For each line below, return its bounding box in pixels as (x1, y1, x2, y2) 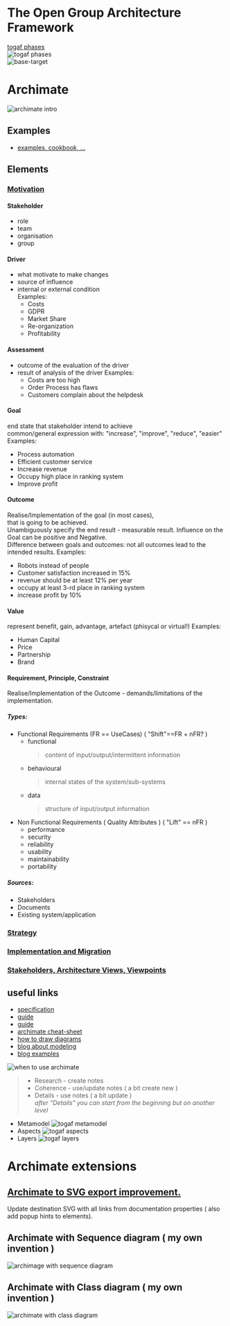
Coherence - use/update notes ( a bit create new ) (34, 1083, 178, 1092)
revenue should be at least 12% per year (17, 576, 133, 584)
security (27, 833, 51, 842)
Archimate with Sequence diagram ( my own (7, 1232, 203, 1244)
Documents (17, 903, 51, 912)
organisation (17, 231, 53, 240)
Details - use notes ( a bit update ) (34, 1091, 132, 1099)
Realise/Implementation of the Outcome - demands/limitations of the (7, 689, 203, 698)
